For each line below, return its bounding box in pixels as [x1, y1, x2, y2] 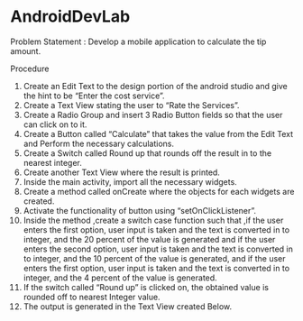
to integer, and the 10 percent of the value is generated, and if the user [23, 252, 287, 263]
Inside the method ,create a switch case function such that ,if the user [23, 215, 284, 225]
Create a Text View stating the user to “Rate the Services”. [23, 99, 240, 110]
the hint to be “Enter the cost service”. [23, 90, 165, 101]
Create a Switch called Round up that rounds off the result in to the [23, 147, 272, 159]
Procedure [10, 63, 50, 74]
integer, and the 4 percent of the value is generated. [23, 272, 217, 283]
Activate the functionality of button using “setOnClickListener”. [23, 205, 256, 216]
